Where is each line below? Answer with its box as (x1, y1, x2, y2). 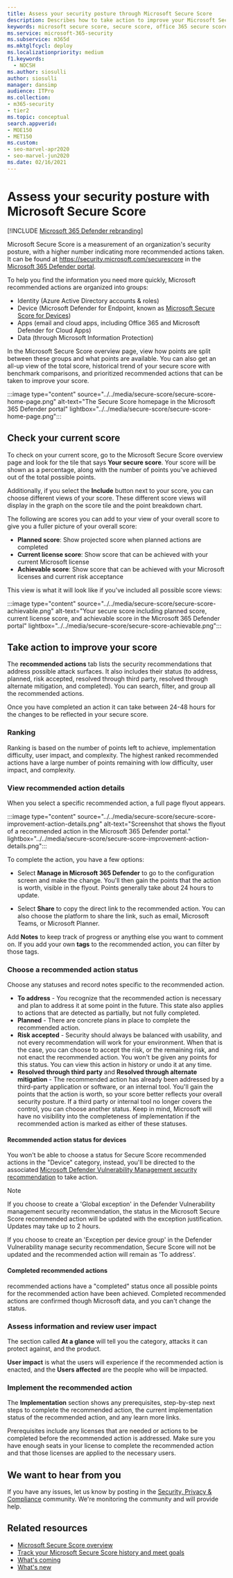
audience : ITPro (7, 88, 54, 95)
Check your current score (7, 432, 121, 444)
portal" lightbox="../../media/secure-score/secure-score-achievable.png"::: (7, 621, 222, 630)
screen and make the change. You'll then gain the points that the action (17, 876, 221, 884)
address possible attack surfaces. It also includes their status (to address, (7, 667, 218, 676)
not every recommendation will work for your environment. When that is (17, 1039, 223, 1047)
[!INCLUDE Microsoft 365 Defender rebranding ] (7, 227, 144, 235)
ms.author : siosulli (7, 68, 67, 75)
